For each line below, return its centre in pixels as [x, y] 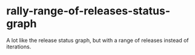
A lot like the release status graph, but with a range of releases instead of [97, 40]
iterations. [19, 47]
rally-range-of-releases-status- [88, 11]
